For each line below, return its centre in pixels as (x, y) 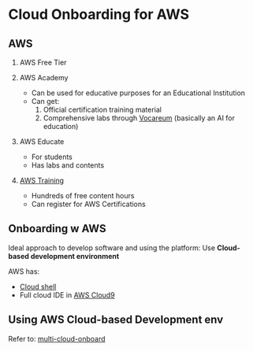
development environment (75, 256)
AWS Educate (42, 142)
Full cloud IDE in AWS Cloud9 (67, 295)
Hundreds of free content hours (83, 196)
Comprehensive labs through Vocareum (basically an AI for (139, 118)
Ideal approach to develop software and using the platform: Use (112, 248)
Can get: (45, 101)
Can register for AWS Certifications (88, 204)
